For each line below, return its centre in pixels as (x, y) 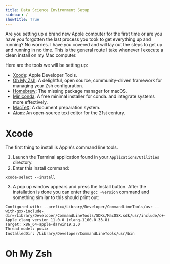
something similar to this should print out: (56, 197)
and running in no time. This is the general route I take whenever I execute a (84, 50)
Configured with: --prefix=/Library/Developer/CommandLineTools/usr (79, 207)
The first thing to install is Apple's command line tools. (62, 147)
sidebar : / (17, 15)
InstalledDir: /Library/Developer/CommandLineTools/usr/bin (70, 234)
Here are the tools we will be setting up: (47, 65)
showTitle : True (22, 19)
